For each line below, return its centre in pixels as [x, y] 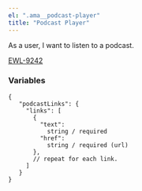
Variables [27, 81]
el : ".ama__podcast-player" [54, 15]
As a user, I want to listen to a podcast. [71, 45]
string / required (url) [88, 145]
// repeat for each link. [75, 159]
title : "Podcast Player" [49, 23]
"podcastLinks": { [49, 104]
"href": [52, 138]
